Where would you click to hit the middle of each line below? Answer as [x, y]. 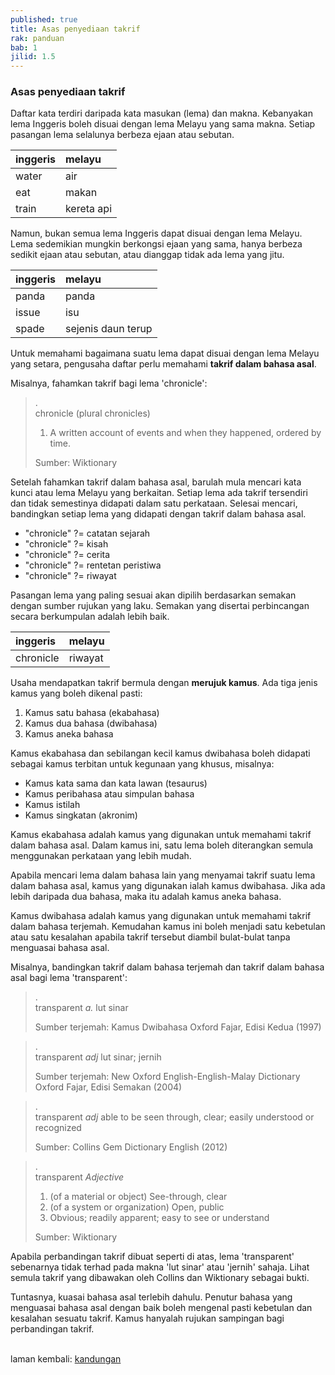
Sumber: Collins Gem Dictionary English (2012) [131, 1147]
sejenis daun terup [108, 329]
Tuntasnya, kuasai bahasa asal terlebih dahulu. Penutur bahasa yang [151, 1297]
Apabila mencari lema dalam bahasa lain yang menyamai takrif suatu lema [163, 875]
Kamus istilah [52, 805]
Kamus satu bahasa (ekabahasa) [92, 713]
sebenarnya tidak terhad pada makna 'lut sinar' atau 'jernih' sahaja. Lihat [160, 1267]
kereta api [88, 209]
